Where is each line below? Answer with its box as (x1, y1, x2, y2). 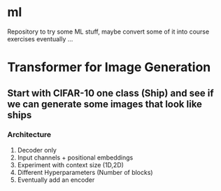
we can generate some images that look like (7, 98, 203, 110)
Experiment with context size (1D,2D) (17, 160, 124, 169)
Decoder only (17, 146, 57, 154)
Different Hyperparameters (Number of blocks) (17, 168, 153, 176)
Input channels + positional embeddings (17, 153, 134, 162)
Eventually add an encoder (17, 176, 95, 184)
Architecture (7, 130, 52, 140)
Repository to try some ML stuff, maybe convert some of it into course (7, 27, 210, 36)
